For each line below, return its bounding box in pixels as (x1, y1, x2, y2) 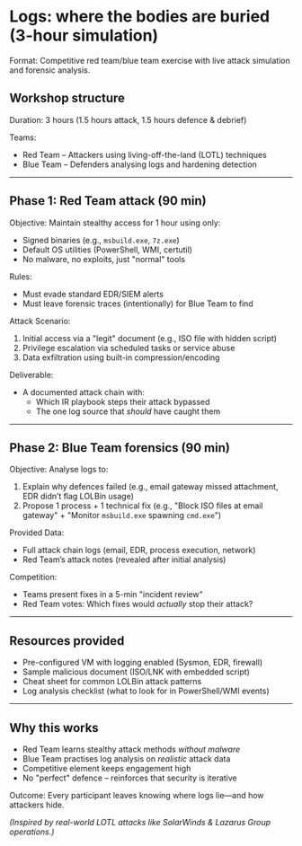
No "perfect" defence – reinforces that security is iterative (22, 772, 238, 783)
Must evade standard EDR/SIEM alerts (22, 288, 164, 299)
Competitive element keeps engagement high (22, 763, 191, 773)
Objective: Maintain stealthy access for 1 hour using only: (9, 217, 221, 228)
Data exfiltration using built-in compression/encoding (22, 352, 220, 363)
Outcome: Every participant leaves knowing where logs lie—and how (9, 790, 264, 800)
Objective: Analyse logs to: (9, 464, 109, 475)
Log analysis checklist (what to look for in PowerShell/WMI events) (22, 685, 270, 697)
